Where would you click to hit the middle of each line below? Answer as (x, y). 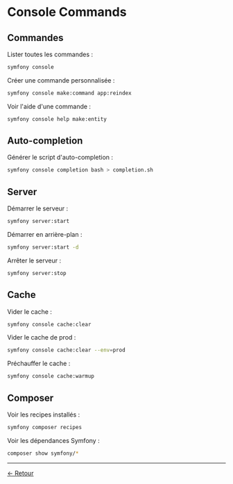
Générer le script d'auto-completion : (60, 158)
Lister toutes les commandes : (50, 54)
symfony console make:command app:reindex (69, 93)
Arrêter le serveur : (34, 260)
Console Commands (67, 12)
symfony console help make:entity (57, 119)
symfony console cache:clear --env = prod (67, 350)
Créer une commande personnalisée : (61, 80)
